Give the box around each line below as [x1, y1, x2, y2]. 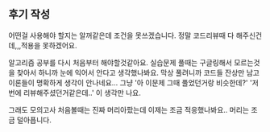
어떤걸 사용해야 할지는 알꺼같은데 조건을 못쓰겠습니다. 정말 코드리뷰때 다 [8, 31, 235, 40]
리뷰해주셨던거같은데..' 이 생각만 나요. [23, 88, 141, 97]
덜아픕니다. [16, 115, 52, 125]
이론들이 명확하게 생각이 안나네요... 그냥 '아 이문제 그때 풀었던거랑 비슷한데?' [8, 77, 248, 87]
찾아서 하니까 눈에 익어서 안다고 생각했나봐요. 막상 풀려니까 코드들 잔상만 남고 [16, 68, 260, 77]
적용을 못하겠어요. [20, 40, 77, 50]
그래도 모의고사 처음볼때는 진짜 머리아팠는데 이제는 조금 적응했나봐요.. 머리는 [8, 105, 250, 114]
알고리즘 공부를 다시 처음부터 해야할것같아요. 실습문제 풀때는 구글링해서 [8, 57, 232, 67]
